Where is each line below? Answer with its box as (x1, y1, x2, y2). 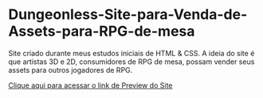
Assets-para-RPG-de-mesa (8, 22, 195, 40)
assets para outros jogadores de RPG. (8, 65, 133, 74)
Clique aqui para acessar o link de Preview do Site (8, 81, 173, 90)
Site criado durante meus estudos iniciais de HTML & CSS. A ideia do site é (8, 48, 255, 58)
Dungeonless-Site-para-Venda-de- (8, 6, 248, 24)
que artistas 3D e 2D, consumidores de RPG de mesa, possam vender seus (8, 57, 255, 66)
